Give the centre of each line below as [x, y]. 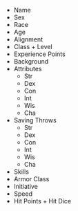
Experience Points [39, 54]
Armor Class [31, 179]
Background [31, 61]
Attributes [28, 69]
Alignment [28, 39]
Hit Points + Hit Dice [42, 201]
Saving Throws [35, 120]
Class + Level [33, 47]
